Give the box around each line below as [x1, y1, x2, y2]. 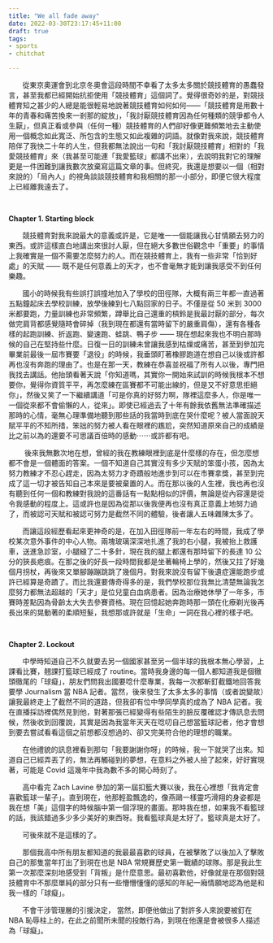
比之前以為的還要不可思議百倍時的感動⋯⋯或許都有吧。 [8, 431, 193, 440]
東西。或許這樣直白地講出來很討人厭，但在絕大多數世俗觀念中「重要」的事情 [8, 241, 265, 250]
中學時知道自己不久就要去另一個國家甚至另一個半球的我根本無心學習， [22, 656, 258, 666]
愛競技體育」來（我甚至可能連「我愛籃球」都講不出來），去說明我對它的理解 [8, 151, 262, 161]
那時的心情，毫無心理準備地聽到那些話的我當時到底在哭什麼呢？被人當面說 [8, 411, 258, 419]
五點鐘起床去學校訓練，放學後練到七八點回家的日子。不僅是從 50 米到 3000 [8, 298, 262, 308]
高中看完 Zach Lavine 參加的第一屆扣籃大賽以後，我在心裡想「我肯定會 [22, 782, 260, 792]
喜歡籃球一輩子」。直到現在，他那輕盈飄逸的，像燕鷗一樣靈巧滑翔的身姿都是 [8, 793, 262, 802]
